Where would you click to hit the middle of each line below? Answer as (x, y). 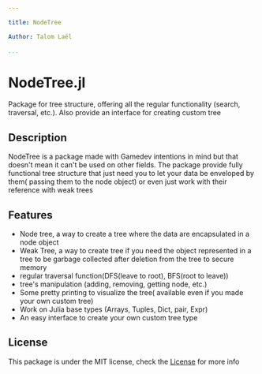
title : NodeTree (35, 22)
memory (33, 267)
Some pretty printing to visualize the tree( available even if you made (131, 293)
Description (37, 138)
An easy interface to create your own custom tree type (109, 318)
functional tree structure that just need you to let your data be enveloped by (131, 174)
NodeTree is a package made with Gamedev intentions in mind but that (124, 157)
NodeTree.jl (47, 82)
